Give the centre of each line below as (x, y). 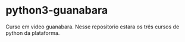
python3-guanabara (57, 10)
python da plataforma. (33, 33)
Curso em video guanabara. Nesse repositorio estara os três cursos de (93, 27)
